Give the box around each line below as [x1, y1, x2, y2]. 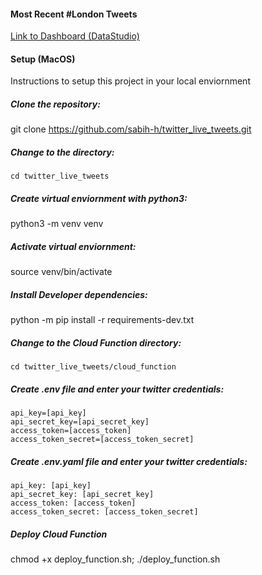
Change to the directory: [10, 146, 115, 158]
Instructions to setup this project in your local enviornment [10, 75, 251, 87]
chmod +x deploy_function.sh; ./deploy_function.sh [10, 553, 221, 565]
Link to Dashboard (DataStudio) [10, 30, 140, 42]
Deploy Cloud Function [10, 528, 108, 540]
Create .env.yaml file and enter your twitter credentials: [10, 455, 248, 467]
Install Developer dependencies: [10, 288, 148, 300]
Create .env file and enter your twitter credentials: [10, 383, 225, 395]
